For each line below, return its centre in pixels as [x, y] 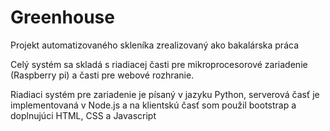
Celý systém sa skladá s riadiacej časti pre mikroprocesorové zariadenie [159, 64]
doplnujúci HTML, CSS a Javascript [83, 115]
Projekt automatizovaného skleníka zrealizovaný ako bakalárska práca [154, 45]
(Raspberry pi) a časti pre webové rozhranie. [102, 75]
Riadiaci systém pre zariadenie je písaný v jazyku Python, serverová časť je [165, 94]
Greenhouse [62, 17]
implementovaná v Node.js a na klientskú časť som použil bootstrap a [153, 105]
